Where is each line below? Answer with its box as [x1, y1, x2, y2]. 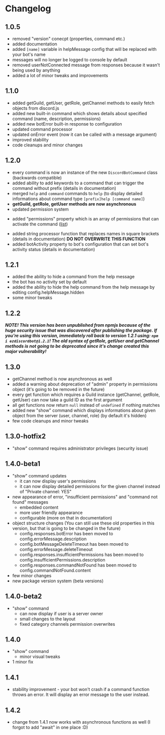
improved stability [12, 136, 49, 142]
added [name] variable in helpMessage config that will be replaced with [12, 46, 157, 52]
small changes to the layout [19, 616, 75, 622]
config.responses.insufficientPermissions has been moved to [19, 552, 144, 558]
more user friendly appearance [19, 510, 83, 516]
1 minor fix [12, 659, 33, 665]
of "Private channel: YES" [19, 488, 72, 494]
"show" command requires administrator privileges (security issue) [12, 445, 149, 451]
